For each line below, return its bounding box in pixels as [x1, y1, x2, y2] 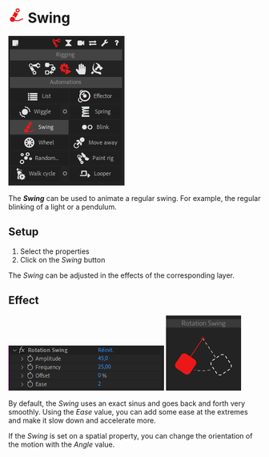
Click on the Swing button [19, 255, 106, 264]
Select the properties [19, 247, 90, 256]
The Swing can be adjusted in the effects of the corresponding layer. [8, 271, 235, 280]
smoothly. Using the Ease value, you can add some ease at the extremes [8, 407, 248, 416]
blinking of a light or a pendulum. [8, 202, 118, 211]
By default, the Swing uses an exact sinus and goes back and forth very [8, 399, 246, 408]
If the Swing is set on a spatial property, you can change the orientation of [8, 431, 253, 440]
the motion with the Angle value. [8, 439, 115, 449]
